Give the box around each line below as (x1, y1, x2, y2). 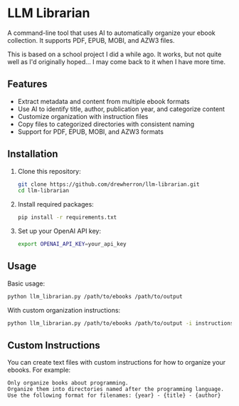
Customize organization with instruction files (17, 112, 149, 120)
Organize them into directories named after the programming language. (7, 386, 224, 393)
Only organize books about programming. (7, 380, 129, 387)
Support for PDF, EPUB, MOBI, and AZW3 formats (17, 127, 164, 136)
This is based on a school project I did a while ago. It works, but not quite (7, 50, 222, 58)
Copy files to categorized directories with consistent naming (17, 120, 195, 128)
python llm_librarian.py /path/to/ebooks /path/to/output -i (7, 319, 193, 327)
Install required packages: (17, 200, 94, 209)
